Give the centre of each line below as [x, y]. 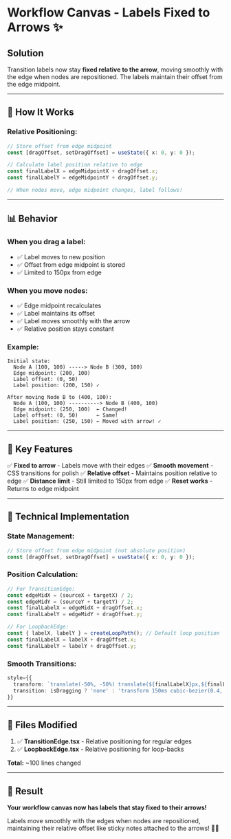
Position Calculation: [43, 574]
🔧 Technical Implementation [68, 517]
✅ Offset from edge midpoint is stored [71, 264]
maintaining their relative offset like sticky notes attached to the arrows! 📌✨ [113, 828]
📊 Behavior [33, 219]
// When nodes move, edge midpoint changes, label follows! [95, 190]
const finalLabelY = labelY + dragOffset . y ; [72, 646]
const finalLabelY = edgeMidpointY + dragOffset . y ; [82, 178]
